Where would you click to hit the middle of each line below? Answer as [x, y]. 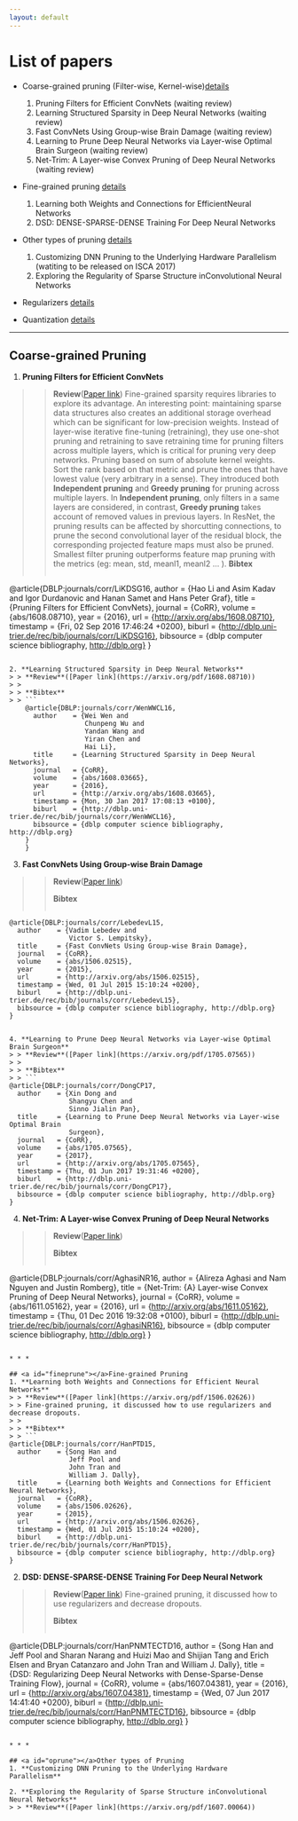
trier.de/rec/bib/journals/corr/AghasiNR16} [86, 1325]
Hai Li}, [101, 747]
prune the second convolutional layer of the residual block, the [167, 536]
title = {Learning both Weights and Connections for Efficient [145, 1483]
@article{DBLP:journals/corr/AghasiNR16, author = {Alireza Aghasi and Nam [148, 1278]
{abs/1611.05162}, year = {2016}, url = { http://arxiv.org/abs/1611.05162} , [139, 1306]
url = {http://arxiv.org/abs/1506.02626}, [109, 1522]
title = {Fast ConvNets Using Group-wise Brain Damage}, [133, 946]
